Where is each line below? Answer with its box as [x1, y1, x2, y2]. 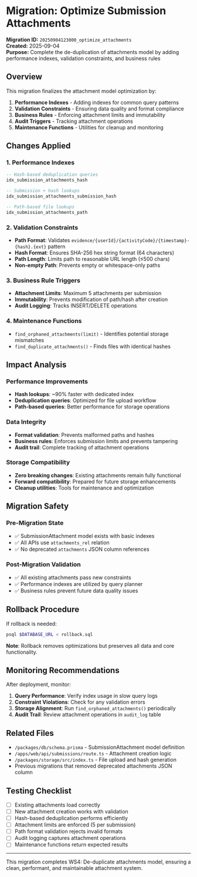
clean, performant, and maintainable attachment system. [6, 865, 143, 872]
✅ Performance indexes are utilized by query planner [14, 580, 143, 587]
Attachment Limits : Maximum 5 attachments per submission [14, 290, 162, 297]
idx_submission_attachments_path [6, 209, 88, 215]
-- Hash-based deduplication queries [6, 172, 98, 178]
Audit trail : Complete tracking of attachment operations [14, 444, 150, 451]
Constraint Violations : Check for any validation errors [14, 698, 145, 706]
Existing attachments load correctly [14, 801, 101, 808]
